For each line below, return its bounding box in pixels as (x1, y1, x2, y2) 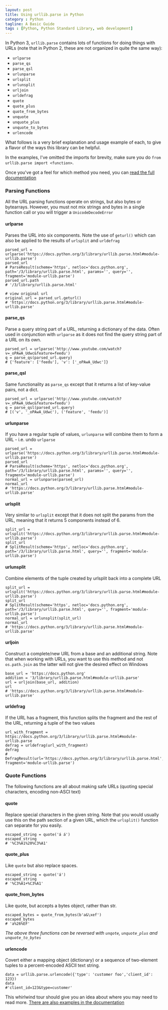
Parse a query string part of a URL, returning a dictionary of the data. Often (5, 326, 160, 332)
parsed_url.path (5, 278, 39, 283)
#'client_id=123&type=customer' (5, 985, 72, 990)
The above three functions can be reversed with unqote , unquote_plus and (5, 930, 157, 936)
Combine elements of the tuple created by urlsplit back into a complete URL (5, 575, 161, 581)
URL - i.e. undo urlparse (5, 436, 55, 442)
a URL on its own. (5, 336, 41, 343)
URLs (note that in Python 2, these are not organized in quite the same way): (5, 45, 162, 51)
